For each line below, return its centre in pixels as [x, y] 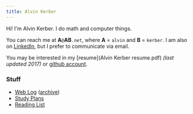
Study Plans [29, 98]
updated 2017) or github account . [47, 64]
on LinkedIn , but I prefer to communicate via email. [68, 46]
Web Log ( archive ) [37, 92]
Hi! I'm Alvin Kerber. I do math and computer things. [69, 28]
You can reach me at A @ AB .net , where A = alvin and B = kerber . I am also [97, 40]
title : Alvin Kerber [32, 12]
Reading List [30, 105]
